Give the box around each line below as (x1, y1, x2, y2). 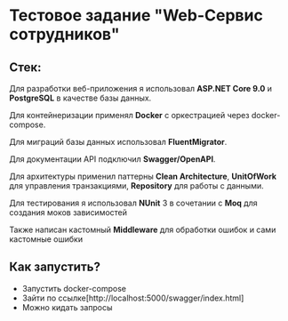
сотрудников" (9, 24, 120, 44)
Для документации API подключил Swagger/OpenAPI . (9, 154, 216, 165)
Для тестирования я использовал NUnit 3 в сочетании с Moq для (9, 197, 258, 208)
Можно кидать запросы (21, 301, 113, 312)
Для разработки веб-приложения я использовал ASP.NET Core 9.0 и (9, 84, 273, 93)
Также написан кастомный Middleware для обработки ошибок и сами (9, 224, 276, 235)
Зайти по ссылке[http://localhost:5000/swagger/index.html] (21, 293, 244, 303)
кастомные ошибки (9, 234, 83, 245)
